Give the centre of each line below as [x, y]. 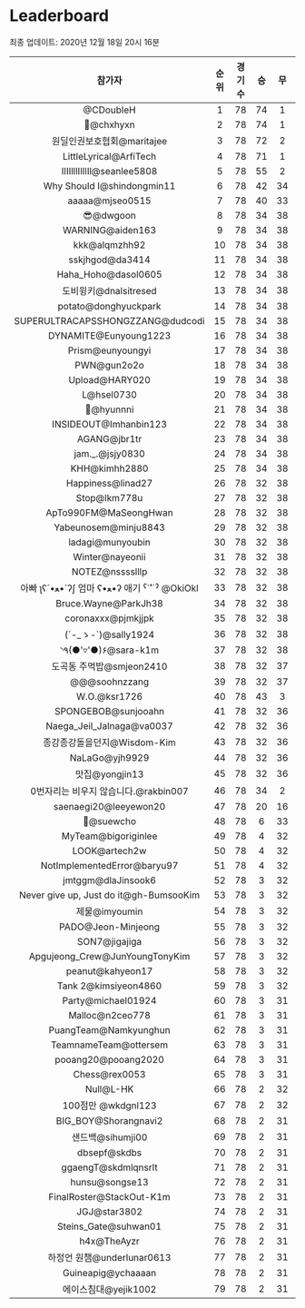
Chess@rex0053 [109, 1074]
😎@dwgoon [109, 215]
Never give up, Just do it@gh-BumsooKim [110, 895]
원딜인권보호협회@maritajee [109, 141]
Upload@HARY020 [109, 379]
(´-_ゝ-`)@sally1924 [110, 634]
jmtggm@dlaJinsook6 [110, 880]
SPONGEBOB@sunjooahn [109, 711]
